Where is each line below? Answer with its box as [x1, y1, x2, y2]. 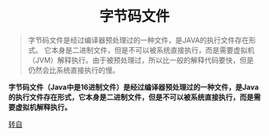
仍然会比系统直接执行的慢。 [27, 65, 120, 74]
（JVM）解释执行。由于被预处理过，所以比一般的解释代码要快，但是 [27, 55, 255, 65]
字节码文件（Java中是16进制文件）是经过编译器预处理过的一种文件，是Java [8, 82, 259, 92]
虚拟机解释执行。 [14, 102, 72, 112]
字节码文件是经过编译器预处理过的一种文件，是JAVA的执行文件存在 [27, 35, 250, 45]
